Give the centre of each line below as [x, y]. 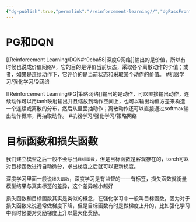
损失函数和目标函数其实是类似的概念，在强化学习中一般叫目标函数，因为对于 [98, 198]
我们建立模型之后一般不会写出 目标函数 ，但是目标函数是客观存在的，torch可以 [98, 159]
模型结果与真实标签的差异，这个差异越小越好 [60, 186]
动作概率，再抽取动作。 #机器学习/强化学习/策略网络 [74, 116]
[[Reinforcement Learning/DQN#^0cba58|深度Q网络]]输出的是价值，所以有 [96, 60]
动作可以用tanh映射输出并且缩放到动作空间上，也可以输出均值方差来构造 [98, 101]
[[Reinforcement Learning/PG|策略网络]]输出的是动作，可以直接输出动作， [95, 93]
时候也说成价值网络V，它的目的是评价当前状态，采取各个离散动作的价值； [95, 67]
